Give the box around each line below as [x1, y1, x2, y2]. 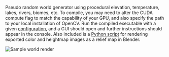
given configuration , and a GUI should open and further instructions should [5, 26, 162, 32]
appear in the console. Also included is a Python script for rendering [5, 31, 148, 37]
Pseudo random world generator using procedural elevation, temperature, [5, 5, 160, 10]
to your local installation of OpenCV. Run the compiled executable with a [5, 20, 156, 26]
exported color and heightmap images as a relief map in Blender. [5, 36, 141, 42]
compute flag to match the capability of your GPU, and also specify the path [5, 15, 164, 21]
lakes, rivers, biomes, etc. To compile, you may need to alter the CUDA [5, 10, 153, 16]
